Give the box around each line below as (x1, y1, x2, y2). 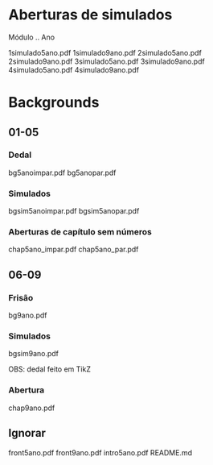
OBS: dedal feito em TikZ (8, 364, 91, 374)
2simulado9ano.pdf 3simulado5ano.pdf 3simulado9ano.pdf (8, 56, 205, 66)
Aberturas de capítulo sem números (8, 226, 153, 238)
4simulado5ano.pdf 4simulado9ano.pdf (8, 64, 139, 74)
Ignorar (8, 426, 47, 440)
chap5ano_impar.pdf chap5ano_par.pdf (8, 244, 139, 255)
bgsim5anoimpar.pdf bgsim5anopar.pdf (8, 206, 140, 216)
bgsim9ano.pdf (8, 349, 59, 359)
